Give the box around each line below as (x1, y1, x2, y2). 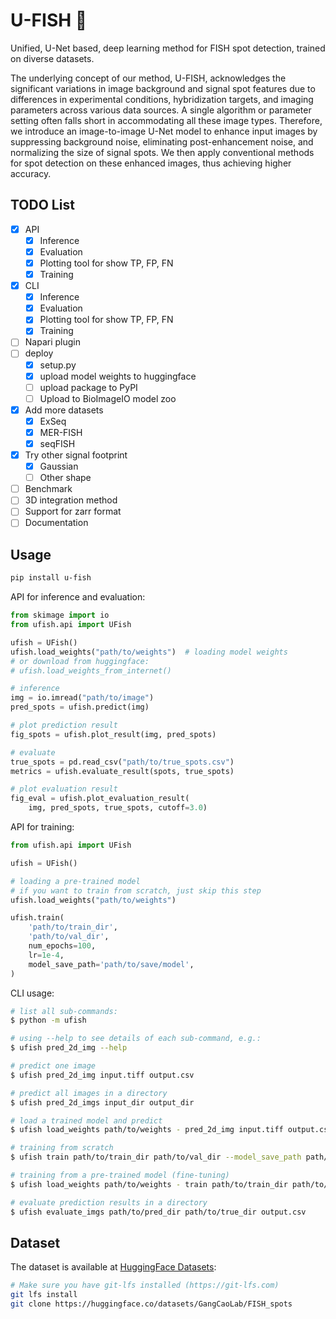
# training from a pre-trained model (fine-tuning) (10, 1170, 230, 1180)
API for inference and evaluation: (10, 591, 146, 603)
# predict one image (10, 1061, 97, 1071)
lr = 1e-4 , (28, 950, 65, 960)
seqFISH (39, 437, 76, 449)
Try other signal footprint (24, 449, 128, 461)
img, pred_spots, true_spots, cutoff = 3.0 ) (28, 803, 208, 813)
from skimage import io (10, 610, 110, 621)
